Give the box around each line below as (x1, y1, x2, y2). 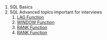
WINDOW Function (16, 19, 55, 25)
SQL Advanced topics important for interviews (9, 9, 102, 15)
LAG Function (16, 14, 45, 20)
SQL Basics (9, 4, 33, 10)
